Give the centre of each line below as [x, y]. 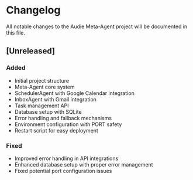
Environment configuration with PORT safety [68, 124]
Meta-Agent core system [44, 87]
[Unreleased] [31, 51]
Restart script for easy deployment [56, 130]
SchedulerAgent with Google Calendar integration [74, 93]
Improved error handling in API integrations [66, 158]
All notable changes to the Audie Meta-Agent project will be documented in [97, 26]
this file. [15, 32]
